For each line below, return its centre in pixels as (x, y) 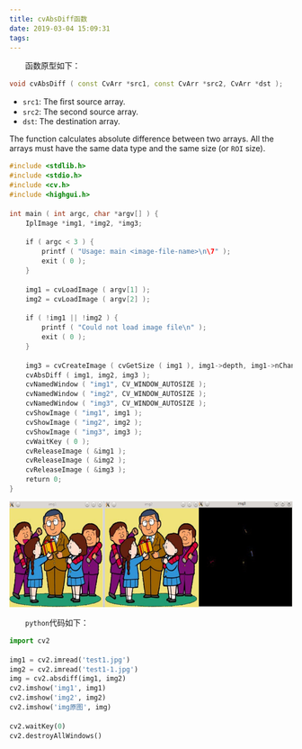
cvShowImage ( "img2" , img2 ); (84, 422)
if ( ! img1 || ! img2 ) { (72, 318)
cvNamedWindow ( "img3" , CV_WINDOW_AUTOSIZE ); (116, 404)
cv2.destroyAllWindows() (56, 735)
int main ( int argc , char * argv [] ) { (84, 213)
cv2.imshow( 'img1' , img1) (58, 689)
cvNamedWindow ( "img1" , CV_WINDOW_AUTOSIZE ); (116, 384)
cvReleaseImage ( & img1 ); (76, 451)
